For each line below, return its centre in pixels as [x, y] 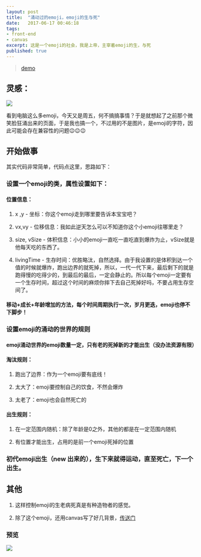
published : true [26, 51]
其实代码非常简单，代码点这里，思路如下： [59, 167]
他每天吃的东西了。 [39, 247]
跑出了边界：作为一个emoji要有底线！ [61, 374]
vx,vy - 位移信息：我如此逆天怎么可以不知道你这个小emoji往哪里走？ [99, 227]
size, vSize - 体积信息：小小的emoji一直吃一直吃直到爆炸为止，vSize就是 [105, 239]
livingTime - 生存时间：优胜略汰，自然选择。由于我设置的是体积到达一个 [104, 260]
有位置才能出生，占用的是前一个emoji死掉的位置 [74, 442]
